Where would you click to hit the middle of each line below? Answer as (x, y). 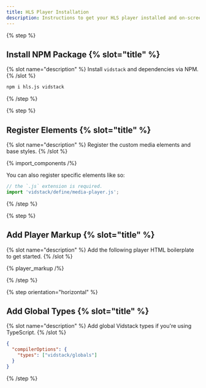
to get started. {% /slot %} (40, 256)
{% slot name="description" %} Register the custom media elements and (99, 145)
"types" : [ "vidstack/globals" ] (57, 355)
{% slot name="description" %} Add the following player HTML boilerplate (100, 250)
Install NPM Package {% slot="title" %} (83, 54)
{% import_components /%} (42, 163)
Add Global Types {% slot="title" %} (78, 311)
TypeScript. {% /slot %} (36, 333)
